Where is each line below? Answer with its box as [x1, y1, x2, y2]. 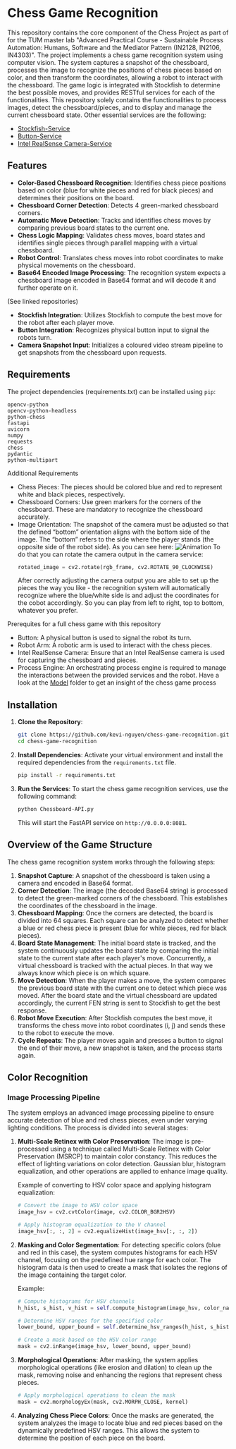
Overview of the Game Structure [7, 839, 153, 851]
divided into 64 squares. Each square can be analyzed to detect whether [17, 916, 229, 924]
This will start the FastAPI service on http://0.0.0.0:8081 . [17, 818, 187, 826]
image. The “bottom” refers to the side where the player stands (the [17, 534, 214, 544]
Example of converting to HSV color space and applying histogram [17, 1181, 211, 1190]
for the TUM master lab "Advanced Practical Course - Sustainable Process [7, 35, 224, 44]
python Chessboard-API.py [17, 805, 94, 812]
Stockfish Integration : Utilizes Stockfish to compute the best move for [17, 310, 223, 319]
